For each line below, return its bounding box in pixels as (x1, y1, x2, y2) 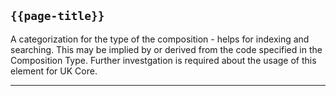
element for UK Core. (10, 65, 98, 77)
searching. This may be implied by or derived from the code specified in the (10, 43, 323, 55)
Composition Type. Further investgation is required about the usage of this (10, 54, 317, 66)
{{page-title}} (10, 9, 105, 24)
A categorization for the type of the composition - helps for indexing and (10, 33, 310, 45)
